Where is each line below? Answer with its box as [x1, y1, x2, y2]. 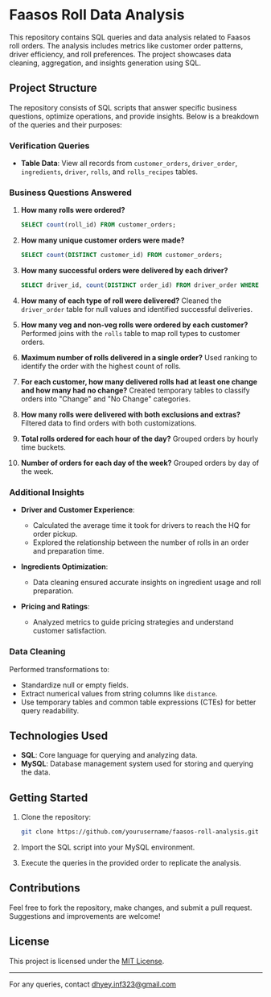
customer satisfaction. [32, 626, 107, 636]
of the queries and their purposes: [9, 119, 123, 130]
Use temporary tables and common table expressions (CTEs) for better [20, 697, 257, 707]
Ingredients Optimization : [20, 562, 109, 571]
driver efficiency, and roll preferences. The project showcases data [9, 49, 232, 59]
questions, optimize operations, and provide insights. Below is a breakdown [9, 111, 260, 121]
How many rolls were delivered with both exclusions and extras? [20, 409, 240, 419]
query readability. [20, 705, 80, 715]
